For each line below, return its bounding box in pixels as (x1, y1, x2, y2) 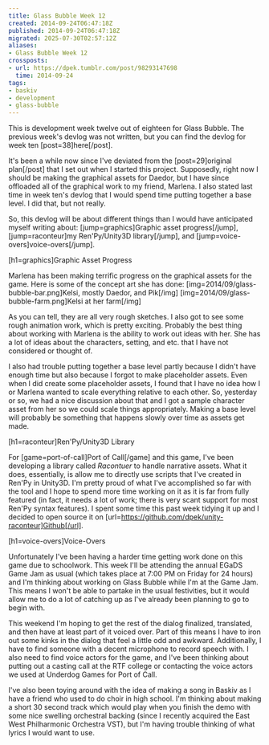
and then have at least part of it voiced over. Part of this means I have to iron (8, 627, 261, 637)
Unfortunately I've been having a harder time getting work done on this (8, 552, 243, 562)
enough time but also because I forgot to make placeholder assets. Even (8, 370, 247, 380)
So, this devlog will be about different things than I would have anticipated (8, 214, 253, 224)
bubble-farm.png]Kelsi (8, 296, 84, 306)
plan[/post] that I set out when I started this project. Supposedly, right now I (8, 165, 259, 174)
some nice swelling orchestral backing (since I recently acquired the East (8, 711, 251, 721)
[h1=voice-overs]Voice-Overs (8, 536, 106, 546)
